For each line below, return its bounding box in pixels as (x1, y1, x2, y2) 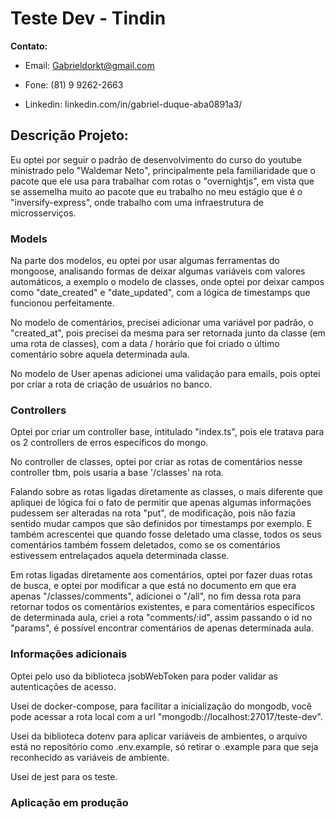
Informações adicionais (10, 647, 128, 661)
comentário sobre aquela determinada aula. (10, 348, 190, 361)
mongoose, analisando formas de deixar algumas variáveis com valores (10, 265, 306, 277)
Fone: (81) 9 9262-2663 (24, 78, 124, 91)
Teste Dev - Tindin (10, 7, 167, 30)
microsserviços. (10, 207, 77, 219)
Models (10, 232, 48, 246)
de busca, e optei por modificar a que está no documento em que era (10, 580, 297, 592)
